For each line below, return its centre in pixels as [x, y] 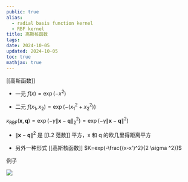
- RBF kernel [28, 29]
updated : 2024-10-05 [32, 51]
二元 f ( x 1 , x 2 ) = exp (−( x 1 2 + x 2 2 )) [56, 107]
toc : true [19, 57]
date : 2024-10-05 [28, 46]
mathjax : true [24, 62]
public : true [23, 12]
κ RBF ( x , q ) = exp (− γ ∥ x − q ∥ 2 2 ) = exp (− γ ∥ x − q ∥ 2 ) [67, 121]
